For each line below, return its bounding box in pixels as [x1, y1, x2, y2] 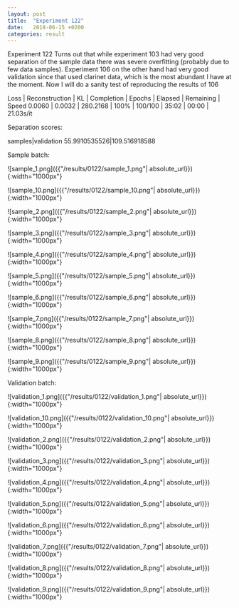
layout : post [7, 10, 46, 18]
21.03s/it [7, 109, 33, 118]
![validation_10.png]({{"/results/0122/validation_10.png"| [7, 414, 170, 422]
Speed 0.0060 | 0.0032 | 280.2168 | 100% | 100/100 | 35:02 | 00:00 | [7, 101, 209, 111]
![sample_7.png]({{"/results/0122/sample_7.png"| [7, 315, 150, 323]
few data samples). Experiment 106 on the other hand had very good [7, 65, 208, 74]
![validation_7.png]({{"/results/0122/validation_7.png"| [7, 542, 164, 551]
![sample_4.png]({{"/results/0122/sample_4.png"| [7, 250, 152, 259]
